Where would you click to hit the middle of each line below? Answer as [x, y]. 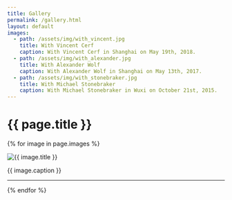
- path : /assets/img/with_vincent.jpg [69, 39]
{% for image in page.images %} [54, 144]
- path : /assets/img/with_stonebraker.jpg [75, 78]
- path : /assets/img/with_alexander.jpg [72, 59]
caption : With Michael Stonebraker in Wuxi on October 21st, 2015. [118, 90]
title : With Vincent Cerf [57, 46]
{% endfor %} [27, 190]
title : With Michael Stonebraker [68, 84]
